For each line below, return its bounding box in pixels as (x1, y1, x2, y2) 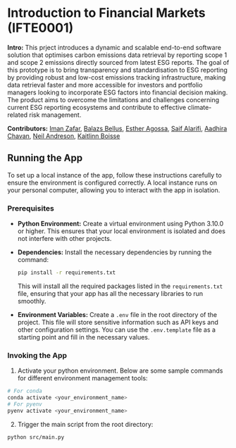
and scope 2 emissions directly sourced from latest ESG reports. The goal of (7, 58, 230, 66)
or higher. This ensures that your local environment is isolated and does (17, 227, 225, 235)
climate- (187, 103, 212, 111)
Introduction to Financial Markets (7, 5, 206, 21)
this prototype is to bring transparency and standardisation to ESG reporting (7, 66, 228, 74)
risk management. (29, 111, 82, 119)
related (7, 111, 28, 119)
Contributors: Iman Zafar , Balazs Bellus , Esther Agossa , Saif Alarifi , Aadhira (7, 124, 228, 132)
